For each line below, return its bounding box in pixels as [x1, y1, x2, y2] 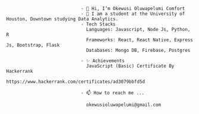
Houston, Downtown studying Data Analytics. [6, 16, 119, 22]
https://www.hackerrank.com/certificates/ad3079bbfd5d [6, 79, 145, 85]
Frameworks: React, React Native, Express [86, 37, 194, 43]
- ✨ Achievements [80, 58, 125, 64]
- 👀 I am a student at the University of [80, 11, 185, 17]
